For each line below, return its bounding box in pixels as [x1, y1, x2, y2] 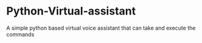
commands [6, 30, 35, 38]
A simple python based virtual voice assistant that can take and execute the [6, 24, 196, 31]
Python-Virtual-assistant [6, 4, 136, 18]
